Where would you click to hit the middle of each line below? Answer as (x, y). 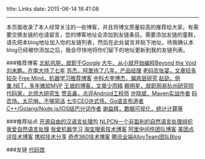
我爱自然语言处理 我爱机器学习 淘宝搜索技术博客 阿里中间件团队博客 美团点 (100, 129)
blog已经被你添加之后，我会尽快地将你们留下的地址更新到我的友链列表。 (97, 50)
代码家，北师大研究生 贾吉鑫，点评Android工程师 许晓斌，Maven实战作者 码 (102, 93)
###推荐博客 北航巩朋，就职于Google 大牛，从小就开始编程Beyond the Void (101, 63)
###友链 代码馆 (26, 150)
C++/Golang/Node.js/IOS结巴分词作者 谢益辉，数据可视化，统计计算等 (95, 108)
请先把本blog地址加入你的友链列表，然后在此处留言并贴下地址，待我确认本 (100, 42)
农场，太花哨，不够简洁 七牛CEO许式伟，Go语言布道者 (75, 101)
